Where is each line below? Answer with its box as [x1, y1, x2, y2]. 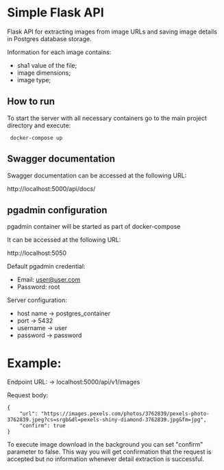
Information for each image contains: [7, 48, 112, 56]
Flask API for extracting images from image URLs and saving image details [7, 27, 218, 36]
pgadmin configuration [7, 204, 108, 216]
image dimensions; [16, 69, 71, 77]
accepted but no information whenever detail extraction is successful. [7, 455, 204, 463]
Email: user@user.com [16, 275, 81, 284]
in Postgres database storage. [7, 34, 92, 42]
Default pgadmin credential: [7, 262, 86, 271]
